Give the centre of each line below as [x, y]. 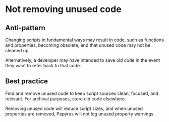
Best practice [27, 81]
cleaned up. [18, 50]
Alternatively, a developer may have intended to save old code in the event [83, 60]
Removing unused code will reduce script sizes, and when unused [74, 108]
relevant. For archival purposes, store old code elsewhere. [66, 98]
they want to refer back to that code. [43, 66]
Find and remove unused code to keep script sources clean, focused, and [82, 93]
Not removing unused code [64, 9]
